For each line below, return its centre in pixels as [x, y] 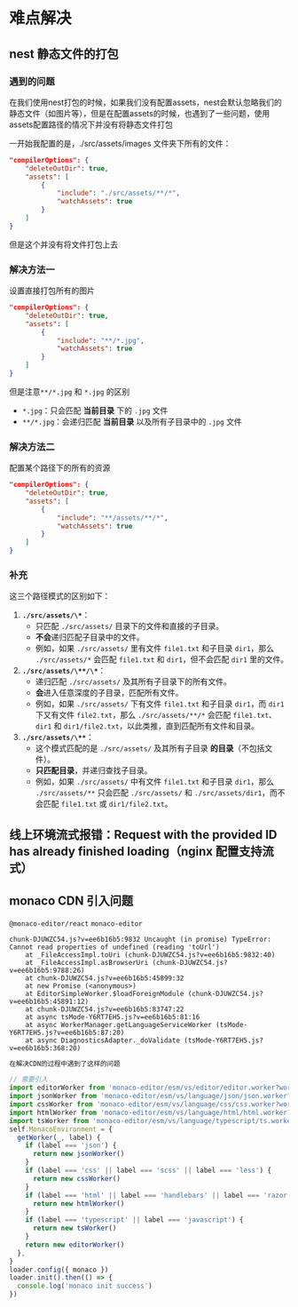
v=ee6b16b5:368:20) [45, 1048]
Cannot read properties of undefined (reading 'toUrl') [114, 947]
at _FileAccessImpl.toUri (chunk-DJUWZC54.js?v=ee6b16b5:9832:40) [150, 955]
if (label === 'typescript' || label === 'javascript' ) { [134, 1220]
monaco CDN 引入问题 [71, 901]
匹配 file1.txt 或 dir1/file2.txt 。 [108, 804]
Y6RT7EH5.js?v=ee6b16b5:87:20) [67, 1032]
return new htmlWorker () [78, 1203]
